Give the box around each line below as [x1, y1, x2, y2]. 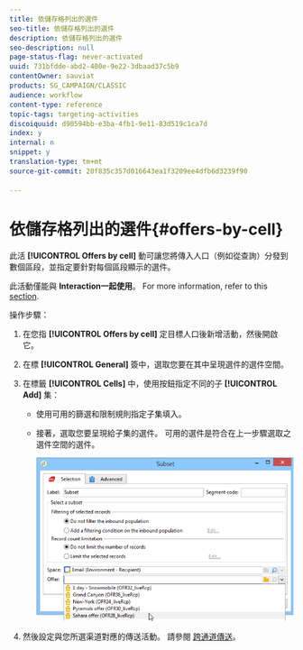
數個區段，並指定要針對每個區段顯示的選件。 [9, 261, 176, 272]
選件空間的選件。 [35, 439, 100, 450]
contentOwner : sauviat [9, 72, 95, 81]
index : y [9, 129, 42, 138]
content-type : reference [9, 100, 103, 109]
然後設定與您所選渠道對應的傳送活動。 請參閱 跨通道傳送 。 [22, 631, 241, 642]
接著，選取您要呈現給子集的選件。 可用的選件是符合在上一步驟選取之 [35, 428, 291, 439]
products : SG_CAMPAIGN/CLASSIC [9, 81, 127, 90]
